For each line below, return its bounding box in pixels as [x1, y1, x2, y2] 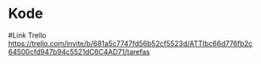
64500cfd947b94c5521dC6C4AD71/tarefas [8, 47, 150, 56]
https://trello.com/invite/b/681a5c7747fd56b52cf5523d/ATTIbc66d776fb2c [8, 38, 253, 48]
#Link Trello [8, 30, 47, 40]
